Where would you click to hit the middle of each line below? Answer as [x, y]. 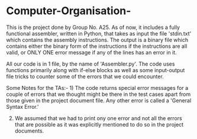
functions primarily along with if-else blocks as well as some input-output [96, 70]
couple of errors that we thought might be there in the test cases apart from [98, 94]
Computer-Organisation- [69, 11]
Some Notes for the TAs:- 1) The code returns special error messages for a [97, 88]
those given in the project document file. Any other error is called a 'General [99, 100]
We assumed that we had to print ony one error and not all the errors [98, 118]
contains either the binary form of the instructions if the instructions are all [97, 46]
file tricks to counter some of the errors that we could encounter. [85, 76]
